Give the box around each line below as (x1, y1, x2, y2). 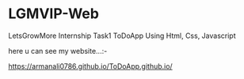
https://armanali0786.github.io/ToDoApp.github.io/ (8, 61, 173, 71)
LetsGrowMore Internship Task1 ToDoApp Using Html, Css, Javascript (8, 31, 236, 40)
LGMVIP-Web (8, 5, 99, 23)
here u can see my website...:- (8, 46, 108, 55)
